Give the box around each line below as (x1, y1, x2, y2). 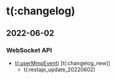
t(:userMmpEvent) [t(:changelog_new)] (14, 59, 111, 66)
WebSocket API (6, 46, 52, 54)
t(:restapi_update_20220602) (23, 66, 96, 73)
